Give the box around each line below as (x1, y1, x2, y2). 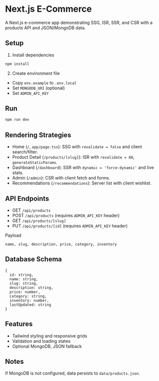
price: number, (9, 290, 41, 294)
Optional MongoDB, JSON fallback (12, 343, 82, 349)
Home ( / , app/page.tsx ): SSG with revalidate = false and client (12, 144, 142, 150)
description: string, (9, 285, 54, 290)
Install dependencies (12, 52, 55, 58)
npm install (5, 61, 29, 67)
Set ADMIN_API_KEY (12, 90, 49, 96)
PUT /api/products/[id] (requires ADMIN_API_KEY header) (12, 223, 128, 228)
